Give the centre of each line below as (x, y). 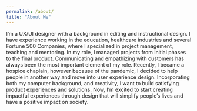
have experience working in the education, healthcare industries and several (99, 40)
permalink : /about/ (30, 11)
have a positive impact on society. (47, 102)
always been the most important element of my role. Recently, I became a (95, 64)
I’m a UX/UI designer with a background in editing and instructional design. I (98, 33)
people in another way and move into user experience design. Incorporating (98, 77)
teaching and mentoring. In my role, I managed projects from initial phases (96, 52)
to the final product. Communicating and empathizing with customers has (95, 58)
